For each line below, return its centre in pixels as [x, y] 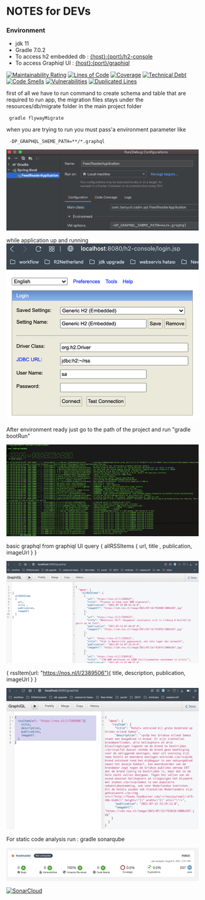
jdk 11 [22, 43]
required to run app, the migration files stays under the [75, 100]
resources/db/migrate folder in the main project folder [74, 106]
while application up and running [47, 240]
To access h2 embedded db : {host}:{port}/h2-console [84, 57]
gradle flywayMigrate [36, 118]
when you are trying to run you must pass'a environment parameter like [96, 130]
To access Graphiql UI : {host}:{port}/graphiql [72, 63]
